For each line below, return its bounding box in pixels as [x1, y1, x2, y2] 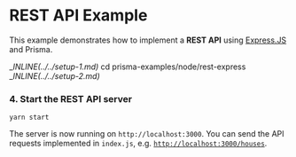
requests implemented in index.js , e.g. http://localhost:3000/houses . [9, 138, 268, 149]
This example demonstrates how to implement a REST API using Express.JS [9, 35, 287, 45]
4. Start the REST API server [9, 92, 133, 105]
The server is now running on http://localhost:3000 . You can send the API [9, 129, 285, 139]
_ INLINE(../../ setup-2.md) [9, 70, 100, 81]
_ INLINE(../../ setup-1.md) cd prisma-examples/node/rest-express [9, 61, 246, 72]
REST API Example [9, 5, 148, 26]
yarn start [9, 113, 50, 122]
